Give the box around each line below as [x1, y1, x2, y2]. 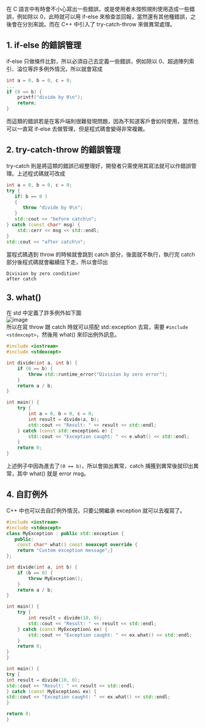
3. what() [6, 292, 41, 302]
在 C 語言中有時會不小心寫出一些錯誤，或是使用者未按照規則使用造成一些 [6, 5, 190, 12]
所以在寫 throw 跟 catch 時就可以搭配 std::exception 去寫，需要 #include [6, 323, 189, 331]
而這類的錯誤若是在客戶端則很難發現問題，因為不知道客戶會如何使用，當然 [6, 118, 193, 125]
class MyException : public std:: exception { [6, 530, 124, 536]
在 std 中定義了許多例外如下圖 [6, 309, 82, 316]
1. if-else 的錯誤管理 [6, 40, 82, 51]
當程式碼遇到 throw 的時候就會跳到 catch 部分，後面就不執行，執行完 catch [6, 250, 195, 258]
